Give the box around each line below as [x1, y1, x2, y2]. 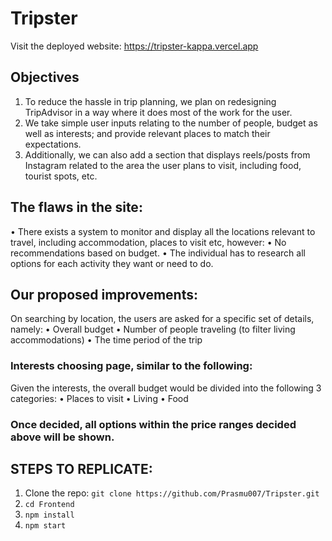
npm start [24, 521, 67, 531]
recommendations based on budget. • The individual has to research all [10, 247, 306, 259]
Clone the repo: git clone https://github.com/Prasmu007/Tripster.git [24, 487, 320, 499]
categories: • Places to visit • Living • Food [10, 392, 189, 404]
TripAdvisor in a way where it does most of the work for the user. [24, 106, 293, 118]
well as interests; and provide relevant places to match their [24, 127, 271, 139]
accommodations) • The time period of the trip [10, 334, 203, 346]
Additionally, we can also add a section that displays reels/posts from [24, 148, 311, 161]
